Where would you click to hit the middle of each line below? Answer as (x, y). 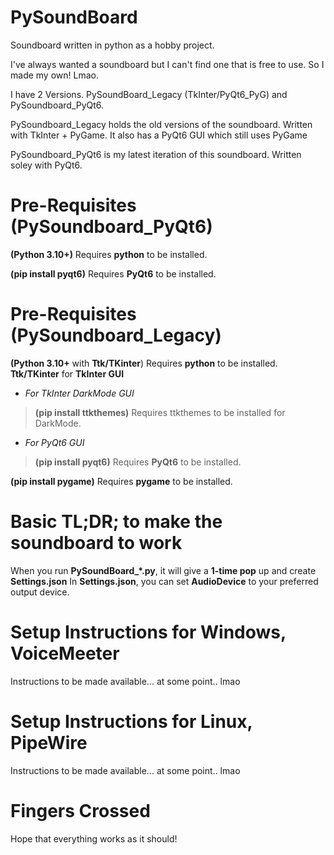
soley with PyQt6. (46, 165)
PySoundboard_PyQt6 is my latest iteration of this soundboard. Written (156, 154)
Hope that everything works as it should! (94, 838)
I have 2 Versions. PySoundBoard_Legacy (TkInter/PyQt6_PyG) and (149, 94)
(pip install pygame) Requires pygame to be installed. (121, 481)
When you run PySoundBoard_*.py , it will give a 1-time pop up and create (163, 570)
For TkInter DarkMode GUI (79, 393)
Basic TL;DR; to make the (116, 522)
